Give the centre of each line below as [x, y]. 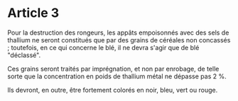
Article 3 [33, 13]
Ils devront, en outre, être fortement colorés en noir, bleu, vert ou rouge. [113, 90]
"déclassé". [24, 55]
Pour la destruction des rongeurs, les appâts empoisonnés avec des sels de [118, 32]
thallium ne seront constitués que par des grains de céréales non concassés [119, 40]
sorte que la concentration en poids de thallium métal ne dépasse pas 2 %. [117, 76]
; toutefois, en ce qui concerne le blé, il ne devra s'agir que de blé [103, 47]
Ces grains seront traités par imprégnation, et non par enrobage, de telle [113, 69]
